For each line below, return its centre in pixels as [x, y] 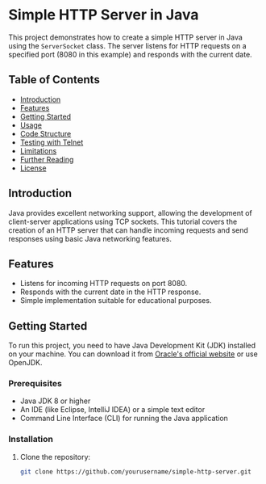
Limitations [38, 150]
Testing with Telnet [52, 142]
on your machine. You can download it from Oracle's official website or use [133, 354]
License [33, 168]
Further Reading [47, 159]
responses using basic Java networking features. [90, 238]
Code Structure [46, 133]
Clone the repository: [55, 457]
